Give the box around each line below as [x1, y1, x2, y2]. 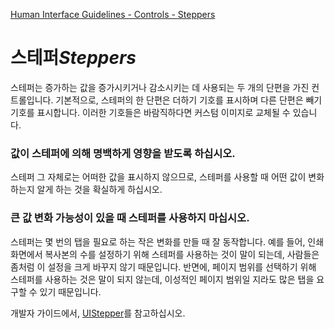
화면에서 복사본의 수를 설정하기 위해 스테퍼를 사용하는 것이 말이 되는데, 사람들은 [10, 248, 320, 260]
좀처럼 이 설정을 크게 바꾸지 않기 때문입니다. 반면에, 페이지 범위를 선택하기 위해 [10, 260, 317, 273]
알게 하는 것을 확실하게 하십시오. [36, 184, 163, 196]
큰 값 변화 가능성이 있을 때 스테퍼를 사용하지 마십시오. [10, 211, 250, 225]
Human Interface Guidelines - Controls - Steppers [10, 9, 216, 20]
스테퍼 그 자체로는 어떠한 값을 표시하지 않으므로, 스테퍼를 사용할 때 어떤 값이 [10, 171, 307, 183]
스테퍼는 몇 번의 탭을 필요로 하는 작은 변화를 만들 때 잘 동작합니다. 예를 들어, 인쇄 [10, 235, 325, 248]
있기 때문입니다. [39, 285, 102, 298]
